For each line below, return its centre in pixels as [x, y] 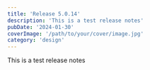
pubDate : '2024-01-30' [41, 27]
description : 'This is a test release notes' [75, 21]
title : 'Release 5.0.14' [44, 14]
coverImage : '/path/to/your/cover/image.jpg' [75, 34]
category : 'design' [36, 40]
